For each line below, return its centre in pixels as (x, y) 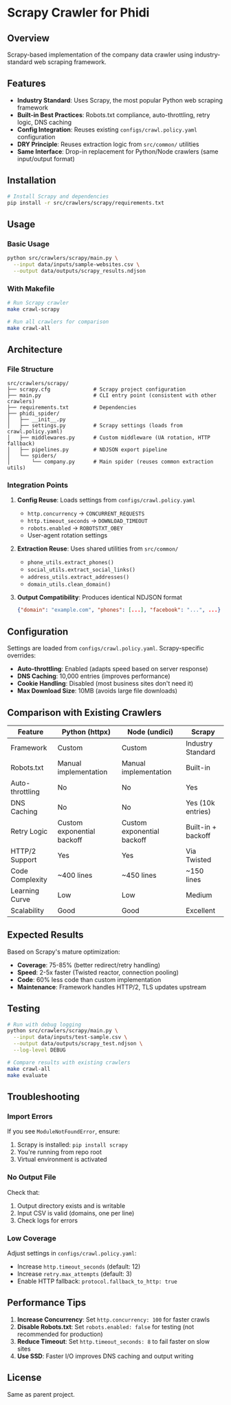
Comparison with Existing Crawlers (85, 712)
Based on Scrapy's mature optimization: (64, 952)
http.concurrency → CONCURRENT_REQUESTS (86, 513)
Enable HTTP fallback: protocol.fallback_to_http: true (97, 1281)
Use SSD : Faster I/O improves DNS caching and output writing (105, 1356)
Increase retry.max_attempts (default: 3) (74, 1273)
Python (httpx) (86, 732)
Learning (25, 890)
